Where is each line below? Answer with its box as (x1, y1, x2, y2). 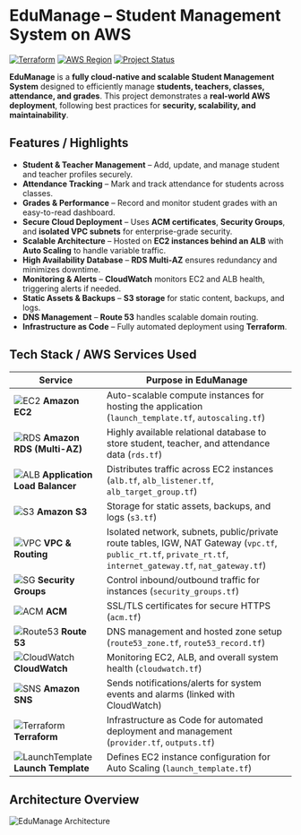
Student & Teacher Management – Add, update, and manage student (21, 159, 280, 170)
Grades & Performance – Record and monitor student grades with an (21, 197, 278, 208)
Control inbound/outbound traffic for (106, 573, 260, 586)
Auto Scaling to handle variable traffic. (21, 245, 167, 255)
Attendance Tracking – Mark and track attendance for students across (21, 178, 285, 189)
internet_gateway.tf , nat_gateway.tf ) (106, 559, 267, 572)
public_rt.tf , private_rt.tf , (106, 547, 229, 560)
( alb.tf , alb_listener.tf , (106, 474, 214, 486)
